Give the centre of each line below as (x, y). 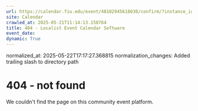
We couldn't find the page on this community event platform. (80, 102)
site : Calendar (25, 17)
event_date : (21, 33)
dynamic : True (24, 39)
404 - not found (46, 85)
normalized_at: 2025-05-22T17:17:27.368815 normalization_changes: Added (98, 55)
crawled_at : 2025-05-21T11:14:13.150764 (57, 22)
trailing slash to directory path (42, 62)
